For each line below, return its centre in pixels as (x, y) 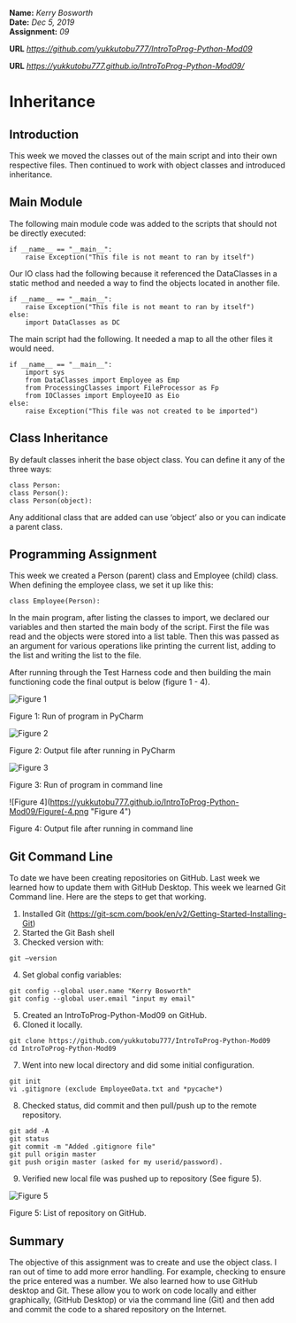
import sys (45, 372)
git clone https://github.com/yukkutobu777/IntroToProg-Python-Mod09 (140, 1041)
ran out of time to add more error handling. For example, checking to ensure (148, 1272)
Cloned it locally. (52, 1025)
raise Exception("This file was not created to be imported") (142, 411)
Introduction (44, 134)
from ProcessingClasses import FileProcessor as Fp (122, 388)
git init (25, 1082)
